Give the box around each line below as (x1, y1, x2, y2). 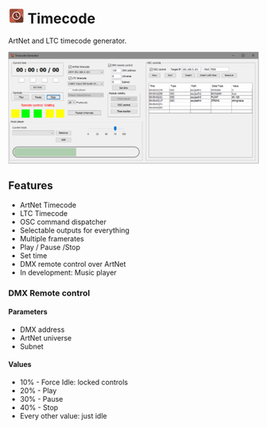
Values (8, 360, 32, 369)
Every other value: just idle (19, 411, 107, 420)
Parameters (8, 307, 48, 317)
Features (8, 179, 53, 193)
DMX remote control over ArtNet (19, 259, 126, 268)
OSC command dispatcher (19, 217, 107, 226)
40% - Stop (19, 403, 59, 412)
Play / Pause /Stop (19, 242, 81, 252)
